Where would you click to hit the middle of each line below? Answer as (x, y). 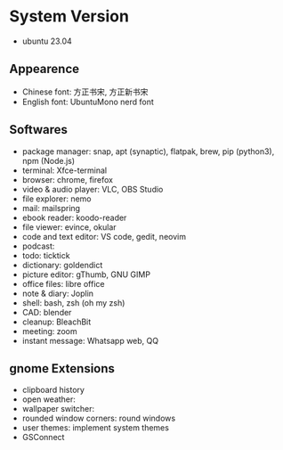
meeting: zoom (49, 331)
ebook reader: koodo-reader (74, 217)
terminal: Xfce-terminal (65, 170)
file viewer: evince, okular (69, 227)
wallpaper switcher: (58, 409)
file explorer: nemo (57, 199)
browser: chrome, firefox (68, 179)
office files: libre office (63, 283)
